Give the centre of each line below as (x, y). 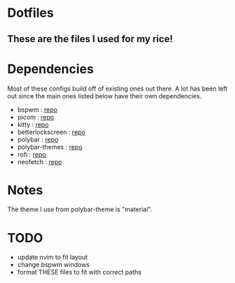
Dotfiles (31, 13)
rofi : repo (32, 154)
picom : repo (36, 117)
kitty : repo (33, 124)
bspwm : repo (37, 110)
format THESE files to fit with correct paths (79, 272)
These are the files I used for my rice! (90, 39)
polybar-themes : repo (50, 147)
